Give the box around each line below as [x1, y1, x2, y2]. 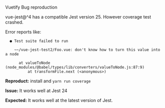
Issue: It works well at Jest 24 [5, 87, 68, 93]
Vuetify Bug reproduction [5, 4, 58, 10]
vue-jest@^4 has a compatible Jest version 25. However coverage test [5, 14, 151, 19]
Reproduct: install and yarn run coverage [5, 78, 91, 84]
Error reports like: [5, 29, 42, 34]
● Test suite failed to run [10, 38, 69, 43]
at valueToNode [18, 60, 51, 65]
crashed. [5, 19, 24, 25]
